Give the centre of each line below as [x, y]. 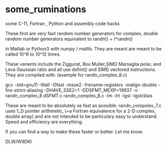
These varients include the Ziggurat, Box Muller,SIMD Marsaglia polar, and [83, 64]
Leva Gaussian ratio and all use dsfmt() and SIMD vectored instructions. [81, 69]
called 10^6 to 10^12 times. [33, 54]
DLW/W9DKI [19, 141]
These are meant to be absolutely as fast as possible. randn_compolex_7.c [83, 105]
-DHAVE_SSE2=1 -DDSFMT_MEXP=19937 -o [91, 90]
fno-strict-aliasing [24, 90]
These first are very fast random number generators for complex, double [82, 33]
